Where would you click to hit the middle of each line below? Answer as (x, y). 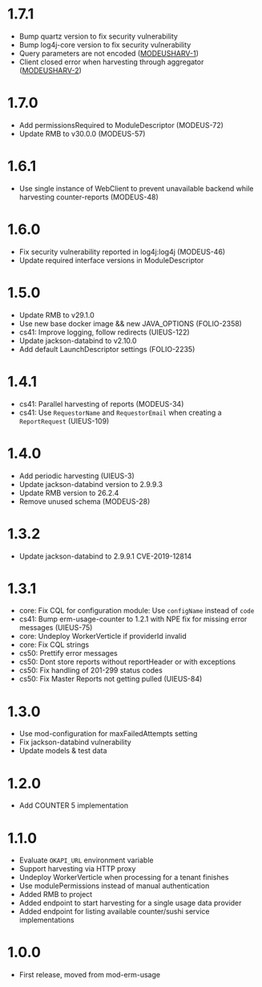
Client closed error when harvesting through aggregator (111, 62)
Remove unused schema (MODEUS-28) (85, 501)
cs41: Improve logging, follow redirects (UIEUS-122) (104, 332)
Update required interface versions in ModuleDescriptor (111, 260)
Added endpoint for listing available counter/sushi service (114, 911)
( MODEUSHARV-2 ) (50, 70)
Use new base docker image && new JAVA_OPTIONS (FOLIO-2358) (130, 323)
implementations (46, 920)
